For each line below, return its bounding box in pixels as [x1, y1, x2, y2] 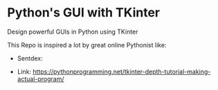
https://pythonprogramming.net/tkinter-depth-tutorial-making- [33, 67, 211, 76]
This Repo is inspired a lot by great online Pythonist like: [7, 41, 167, 49]
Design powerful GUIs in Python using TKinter [7, 27, 138, 36]
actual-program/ [17, 74, 64, 83]
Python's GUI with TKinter [7, 5, 161, 21]
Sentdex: [17, 54, 43, 63]
